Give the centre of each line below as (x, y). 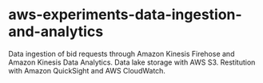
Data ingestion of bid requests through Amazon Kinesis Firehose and (122, 53)
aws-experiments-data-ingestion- (125, 15)
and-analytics (56, 32)
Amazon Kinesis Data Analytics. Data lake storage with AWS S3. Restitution (132, 62)
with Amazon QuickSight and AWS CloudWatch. (87, 70)
